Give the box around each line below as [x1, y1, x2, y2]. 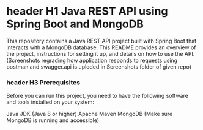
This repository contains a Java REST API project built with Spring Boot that [6, 37, 197, 44]
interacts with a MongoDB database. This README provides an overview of [6, 44, 196, 51]
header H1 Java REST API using [6, 4, 168, 18]
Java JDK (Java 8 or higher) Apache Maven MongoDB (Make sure [6, 111, 173, 118]
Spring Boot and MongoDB [6, 17, 144, 31]
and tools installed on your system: [6, 98, 95, 106]
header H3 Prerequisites [6, 78, 81, 86]
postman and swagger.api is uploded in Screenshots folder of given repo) [6, 63, 191, 70]
